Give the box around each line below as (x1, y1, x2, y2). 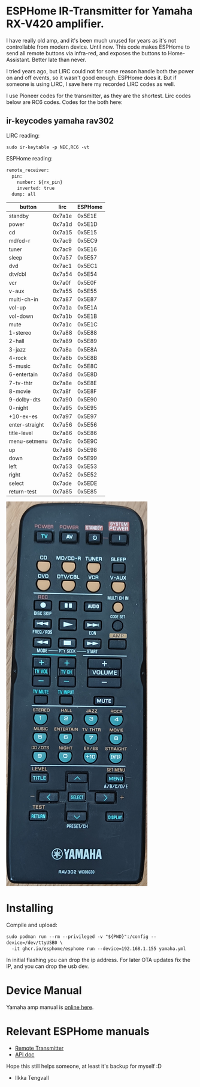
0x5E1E (77, 212, 97, 219)
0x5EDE (77, 480, 98, 487)
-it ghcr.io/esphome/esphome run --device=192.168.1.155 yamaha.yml (11, 946, 186, 952)
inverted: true (17, 185, 55, 191)
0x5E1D (77, 221, 98, 228)
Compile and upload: (6, 921, 58, 929)
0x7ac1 (53, 263, 72, 269)
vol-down (8, 312, 34, 320)
